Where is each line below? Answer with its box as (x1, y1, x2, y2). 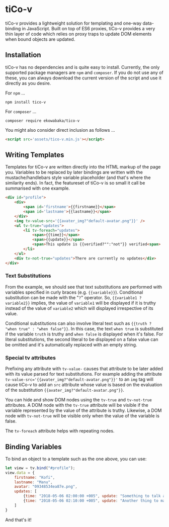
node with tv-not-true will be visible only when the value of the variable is (5, 413, 160, 419)
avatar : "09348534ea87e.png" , (14, 484, 78, 489)
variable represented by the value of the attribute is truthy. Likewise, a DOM (5, 407, 162, 413)
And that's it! (5, 516, 32, 522)
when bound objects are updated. (5, 36, 75, 42)
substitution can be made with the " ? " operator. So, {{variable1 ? (5, 294, 142, 300)
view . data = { (5, 470, 35, 475)
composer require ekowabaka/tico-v (5, 118, 80, 123)
